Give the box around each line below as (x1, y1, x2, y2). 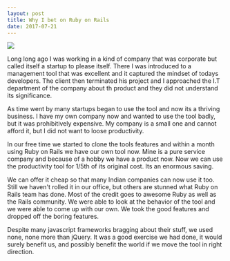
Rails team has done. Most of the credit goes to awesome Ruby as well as (7, 191, 217, 199)
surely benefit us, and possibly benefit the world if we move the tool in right (7, 240, 222, 249)
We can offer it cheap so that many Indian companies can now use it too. (7, 175, 215, 184)
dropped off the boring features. (7, 212, 99, 221)
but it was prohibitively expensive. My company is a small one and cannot (7, 119, 217, 128)
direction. (7, 248, 35, 256)
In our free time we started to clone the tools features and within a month (7, 140, 215, 148)
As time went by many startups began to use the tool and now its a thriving (7, 105, 220, 113)
